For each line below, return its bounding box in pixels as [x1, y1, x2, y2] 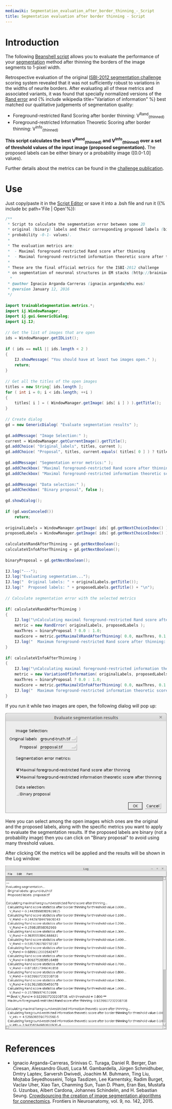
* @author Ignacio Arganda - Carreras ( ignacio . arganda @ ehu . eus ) [7, 281, 145, 286]
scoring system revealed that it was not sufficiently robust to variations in [5, 80, 160, 86]
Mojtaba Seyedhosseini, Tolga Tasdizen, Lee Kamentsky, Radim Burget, [12, 1076, 164, 1082]
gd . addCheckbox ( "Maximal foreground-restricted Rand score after [5, 465, 150, 470]
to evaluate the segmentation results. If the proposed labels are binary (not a [5, 829, 167, 835]
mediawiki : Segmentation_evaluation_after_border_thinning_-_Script [5, 8, 155, 13]
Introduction [5, 37, 59, 48]
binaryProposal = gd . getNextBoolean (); [5, 558, 91, 563]
